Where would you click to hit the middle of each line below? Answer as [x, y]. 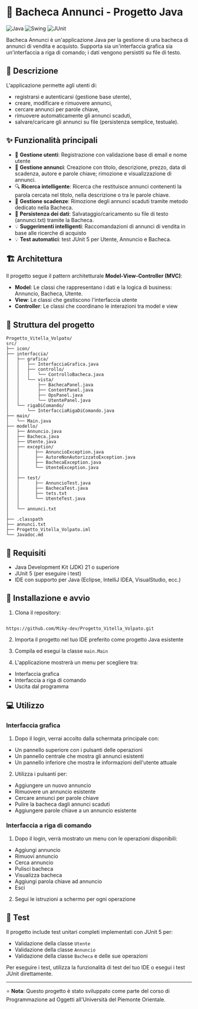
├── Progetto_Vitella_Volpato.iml [49, 530]
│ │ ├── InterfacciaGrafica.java [52, 364]
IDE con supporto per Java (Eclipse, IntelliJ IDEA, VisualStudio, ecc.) [98, 580]
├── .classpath [25, 519]
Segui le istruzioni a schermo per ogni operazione [75, 899]
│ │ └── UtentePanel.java [49, 401]
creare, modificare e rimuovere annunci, [63, 103]
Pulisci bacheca [34, 868]
